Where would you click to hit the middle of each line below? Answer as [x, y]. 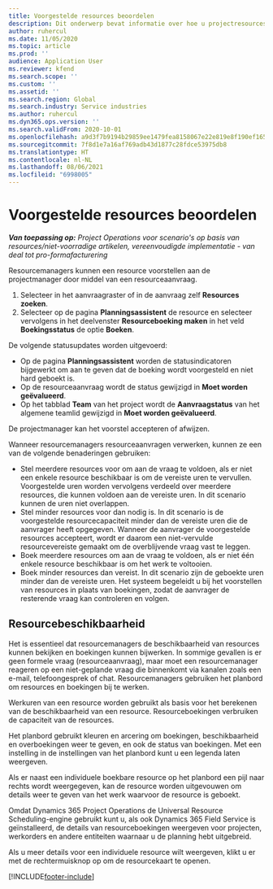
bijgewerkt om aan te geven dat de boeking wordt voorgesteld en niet [136, 369]
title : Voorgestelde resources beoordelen [81, 16]
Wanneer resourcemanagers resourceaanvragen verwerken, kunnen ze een [135, 444]
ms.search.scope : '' [43, 76]
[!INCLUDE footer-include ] [52, 876]
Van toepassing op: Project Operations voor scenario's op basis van [124, 238]
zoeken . [34, 303]
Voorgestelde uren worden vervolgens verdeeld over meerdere [126, 486]
